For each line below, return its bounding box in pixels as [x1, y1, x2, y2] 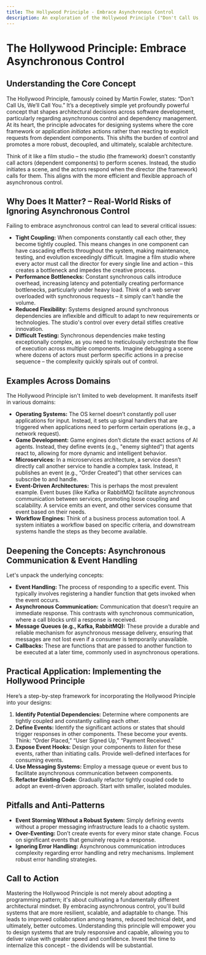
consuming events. [15, 756, 64, 764]
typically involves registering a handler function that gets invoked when [15, 590, 196, 597]
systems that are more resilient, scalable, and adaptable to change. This [6, 909, 188, 916]
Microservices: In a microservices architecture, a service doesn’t [15, 456, 181, 463]
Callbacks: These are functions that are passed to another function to [15, 642, 193, 649]
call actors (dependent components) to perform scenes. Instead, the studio [6, 159, 196, 166]
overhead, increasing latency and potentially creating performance [15, 280, 184, 287]
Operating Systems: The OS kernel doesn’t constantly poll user [15, 411, 177, 418]
